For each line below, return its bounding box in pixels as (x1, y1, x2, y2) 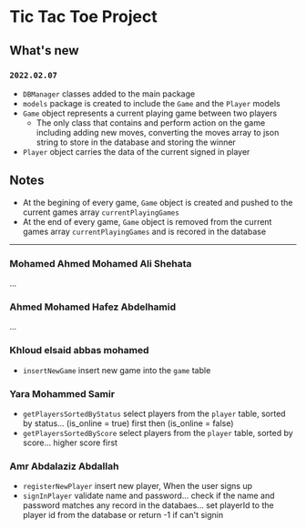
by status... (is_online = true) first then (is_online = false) (22, 417, 234, 429)
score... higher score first (22, 437, 118, 448)
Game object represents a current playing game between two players (22, 107, 278, 118)
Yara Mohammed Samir (9, 387, 116, 400)
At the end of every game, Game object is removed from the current (22, 216, 272, 227)
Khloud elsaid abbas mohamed (9, 344, 149, 357)
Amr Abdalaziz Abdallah (9, 460, 119, 473)
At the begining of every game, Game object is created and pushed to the (22, 197, 293, 208)
